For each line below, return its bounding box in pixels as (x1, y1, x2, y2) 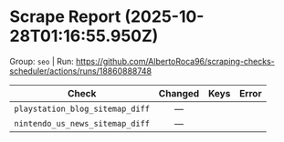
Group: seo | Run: (9, 56, 75, 66)
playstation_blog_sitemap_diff (14, 103, 151, 114)
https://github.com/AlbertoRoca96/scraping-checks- (76, 56, 276, 66)
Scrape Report (9, 6, 121, 27)
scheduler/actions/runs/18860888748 (9, 66, 153, 76)
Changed (158, 86, 200, 99)
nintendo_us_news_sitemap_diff (14, 118, 151, 128)
